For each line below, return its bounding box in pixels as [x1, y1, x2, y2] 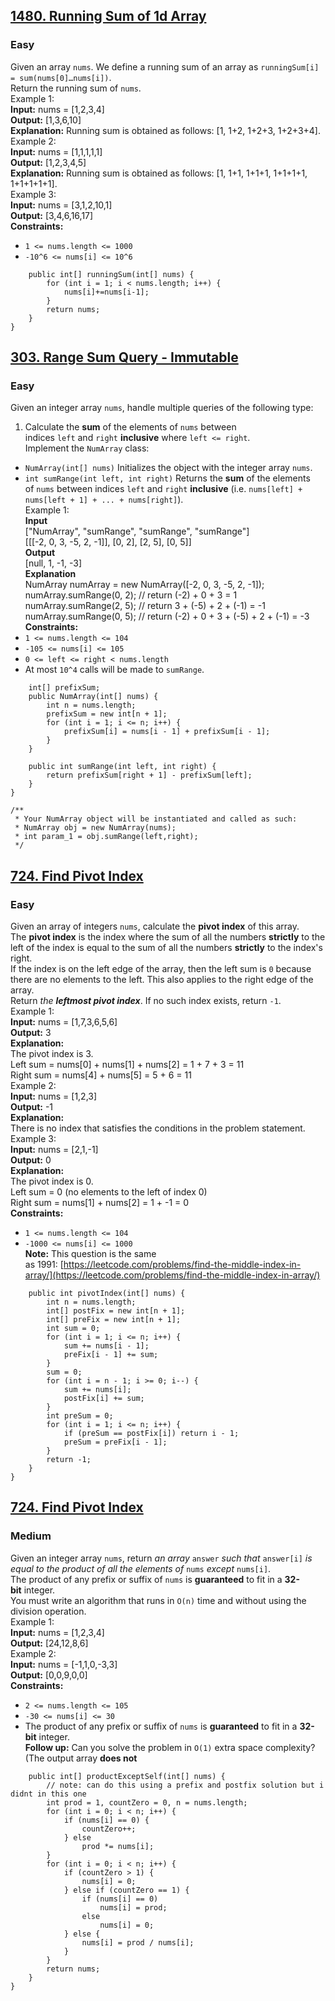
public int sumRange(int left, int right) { [28, 762, 217, 772]
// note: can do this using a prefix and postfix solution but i [46, 1780, 325, 1790]
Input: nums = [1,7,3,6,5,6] [10, 1016, 118, 1028]
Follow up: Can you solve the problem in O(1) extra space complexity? [24, 1741, 316, 1753]
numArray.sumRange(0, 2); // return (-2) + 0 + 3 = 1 [24, 589, 238, 601]
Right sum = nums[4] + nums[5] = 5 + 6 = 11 [10, 1069, 192, 1081]
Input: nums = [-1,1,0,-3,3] [10, 1658, 118, 1670]
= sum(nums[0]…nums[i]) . [10, 71, 112, 83]
